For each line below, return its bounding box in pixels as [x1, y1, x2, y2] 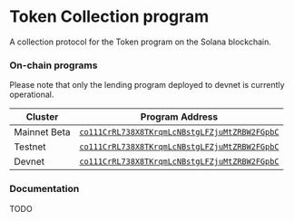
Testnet [14, 140, 47, 153]
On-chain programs [9, 59, 98, 72]
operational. [9, 89, 54, 101]
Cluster [25, 110, 59, 123]
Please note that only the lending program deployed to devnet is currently [9, 80, 285, 91]
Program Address [140, 110, 219, 123]
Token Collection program [9, 6, 210, 27]
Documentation [9, 183, 80, 196]
